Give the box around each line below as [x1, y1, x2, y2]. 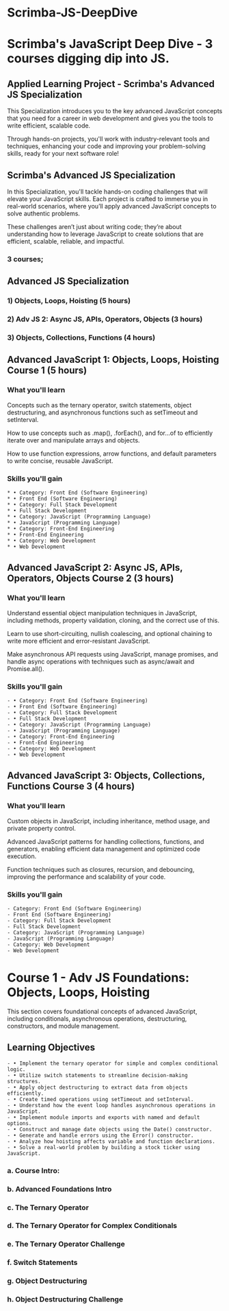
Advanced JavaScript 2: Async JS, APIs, [7, 562, 183, 574]
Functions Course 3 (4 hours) [7, 781, 135, 792]
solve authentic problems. [7, 209, 81, 217]
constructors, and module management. [7, 1021, 120, 1030]
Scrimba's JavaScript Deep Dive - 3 [7, 36, 213, 52]
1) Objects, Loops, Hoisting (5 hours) [7, 296, 131, 306]
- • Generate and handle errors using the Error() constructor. [7, 1132, 194, 1139]
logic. [7, 1065, 26, 1073]
